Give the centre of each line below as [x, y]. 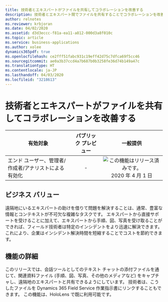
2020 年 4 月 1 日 [131, 175]
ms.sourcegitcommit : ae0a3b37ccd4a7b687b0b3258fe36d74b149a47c [72, 61]
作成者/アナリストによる [36, 168]
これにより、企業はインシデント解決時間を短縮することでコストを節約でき [82, 233]
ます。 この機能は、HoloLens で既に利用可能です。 [61, 294]
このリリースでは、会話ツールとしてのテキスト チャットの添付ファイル [78, 269]
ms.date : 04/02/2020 [27, 29]
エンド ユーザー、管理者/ [37, 160]
